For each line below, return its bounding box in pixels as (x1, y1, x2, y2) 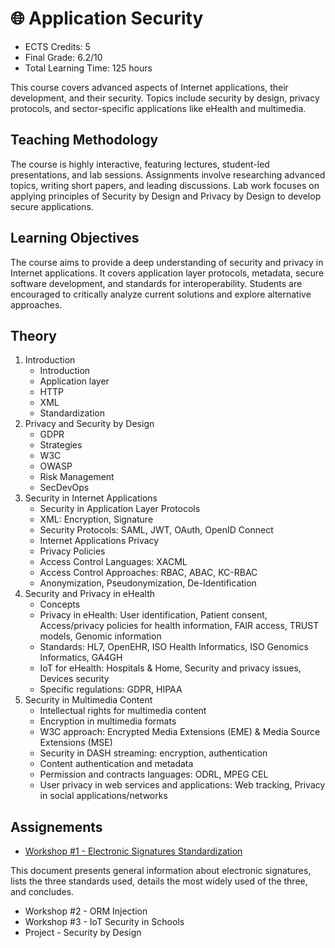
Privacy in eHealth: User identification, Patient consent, (39, 609, 268, 621)
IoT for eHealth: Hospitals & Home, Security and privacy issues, (39, 662, 302, 674)
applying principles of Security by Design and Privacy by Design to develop (10, 190, 322, 202)
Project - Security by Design (24, 927, 142, 939)
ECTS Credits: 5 (24, 40, 91, 52)
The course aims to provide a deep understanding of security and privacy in (10, 256, 324, 268)
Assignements (10, 818, 103, 836)
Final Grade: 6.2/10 (24, 51, 103, 63)
